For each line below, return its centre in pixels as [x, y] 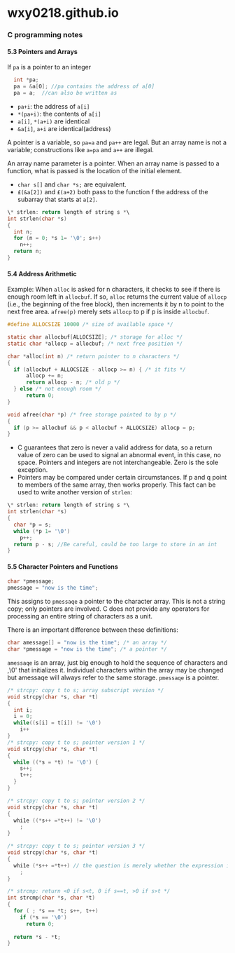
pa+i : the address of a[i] [54, 106]
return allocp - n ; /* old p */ [73, 383]
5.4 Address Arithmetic [42, 273]
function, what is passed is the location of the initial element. [94, 170]
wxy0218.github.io [63, 13]
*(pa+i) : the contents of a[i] [59, 114]
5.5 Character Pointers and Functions [63, 567]
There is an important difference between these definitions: [93, 630]
